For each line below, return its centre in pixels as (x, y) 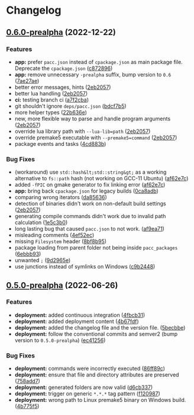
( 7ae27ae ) (27, 81)
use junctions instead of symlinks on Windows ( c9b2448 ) (85, 267)
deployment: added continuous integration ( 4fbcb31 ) (80, 315)
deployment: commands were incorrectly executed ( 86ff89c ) (90, 369)
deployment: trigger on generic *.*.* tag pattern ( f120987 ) (88, 394)
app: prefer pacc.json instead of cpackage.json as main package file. (99, 62)
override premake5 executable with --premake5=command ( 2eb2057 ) (96, 138)
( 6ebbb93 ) (28, 254)
